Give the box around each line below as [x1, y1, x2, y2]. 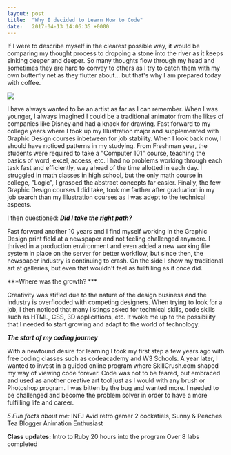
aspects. [7, 201, 32, 209]
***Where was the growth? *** [7, 277, 98, 286]
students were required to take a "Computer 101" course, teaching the [7, 149, 205, 158]
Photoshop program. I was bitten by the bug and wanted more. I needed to [7, 384, 219, 392]
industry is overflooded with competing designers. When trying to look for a [7, 298, 223, 306]
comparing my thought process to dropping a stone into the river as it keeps [7, 49, 223, 57]
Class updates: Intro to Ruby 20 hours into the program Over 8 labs [7, 433, 200, 441]
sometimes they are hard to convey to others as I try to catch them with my [7, 64, 221, 73]
